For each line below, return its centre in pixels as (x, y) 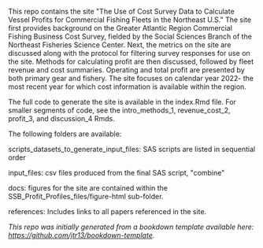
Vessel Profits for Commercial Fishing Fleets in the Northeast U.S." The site (130, 20)
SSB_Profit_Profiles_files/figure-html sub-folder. (86, 196)
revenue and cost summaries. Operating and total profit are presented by (127, 70)
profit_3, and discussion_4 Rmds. (62, 118)
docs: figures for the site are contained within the (88, 188)
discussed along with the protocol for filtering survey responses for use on (129, 53)
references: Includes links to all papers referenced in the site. (107, 211)
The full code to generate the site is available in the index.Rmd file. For (122, 102)
